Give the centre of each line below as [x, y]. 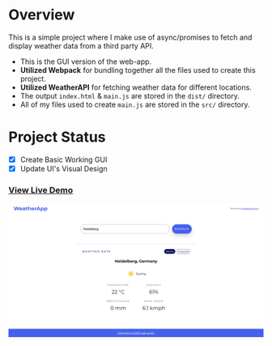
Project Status [57, 137]
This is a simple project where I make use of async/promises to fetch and [130, 37]
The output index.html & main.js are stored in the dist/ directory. [130, 95]
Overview [42, 15]
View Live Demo [41, 190]
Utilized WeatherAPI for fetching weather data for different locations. [136, 87]
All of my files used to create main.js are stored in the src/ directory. [135, 104]
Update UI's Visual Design [64, 168]
